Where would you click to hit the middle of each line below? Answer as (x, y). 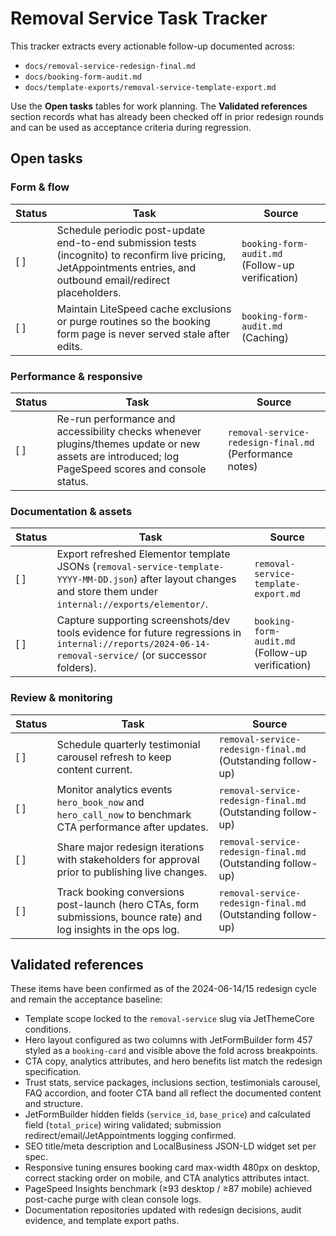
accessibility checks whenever (129, 431)
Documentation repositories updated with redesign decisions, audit (163, 1210)
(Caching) (265, 337)
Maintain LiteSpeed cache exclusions (144, 309)
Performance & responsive (76, 376)
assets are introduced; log (118, 456)
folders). (76, 668)
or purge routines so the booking (133, 321)
